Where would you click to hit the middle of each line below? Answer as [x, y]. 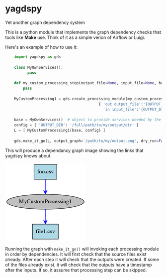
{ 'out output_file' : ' [122, 104]
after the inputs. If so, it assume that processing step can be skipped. [76, 270]
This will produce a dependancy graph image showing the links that [74, 150]
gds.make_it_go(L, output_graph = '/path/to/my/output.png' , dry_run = [86, 141]
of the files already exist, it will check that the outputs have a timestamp [79, 265]
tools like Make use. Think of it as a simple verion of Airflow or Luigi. [75, 37]
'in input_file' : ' [122, 109]
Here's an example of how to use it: [42, 47]
